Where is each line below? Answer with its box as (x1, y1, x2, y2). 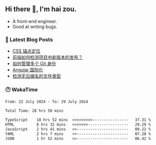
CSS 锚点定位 (12, 48, 40, 54)
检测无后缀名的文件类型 (12, 73, 61, 79)
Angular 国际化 (12, 67, 43, 73)
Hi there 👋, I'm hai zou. (5, 5, 76, 13)
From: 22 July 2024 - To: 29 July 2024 (5, 99, 88, 104)
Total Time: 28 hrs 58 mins (5, 108, 64, 113)
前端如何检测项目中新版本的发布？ (12, 54, 83, 60)
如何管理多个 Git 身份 (12, 60, 56, 66)
